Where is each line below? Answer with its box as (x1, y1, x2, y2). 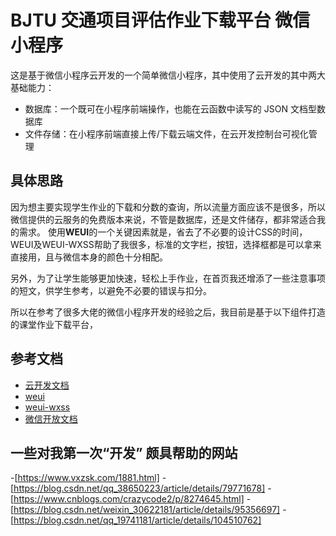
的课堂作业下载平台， (10, 318, 98, 330)
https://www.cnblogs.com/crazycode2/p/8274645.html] (13, 493, 245, 505)
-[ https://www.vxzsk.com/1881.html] (10, 472, 160, 484)
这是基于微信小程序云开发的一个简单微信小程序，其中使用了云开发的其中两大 (10, 69, 326, 81)
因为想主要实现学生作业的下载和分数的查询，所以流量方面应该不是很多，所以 (10, 201, 326, 213)
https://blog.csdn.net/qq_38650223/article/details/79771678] (13, 482, 266, 495)
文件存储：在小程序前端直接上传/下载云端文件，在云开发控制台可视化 (24, 127, 309, 140)
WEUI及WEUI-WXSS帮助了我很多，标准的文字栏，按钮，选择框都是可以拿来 (10, 238, 322, 250)
